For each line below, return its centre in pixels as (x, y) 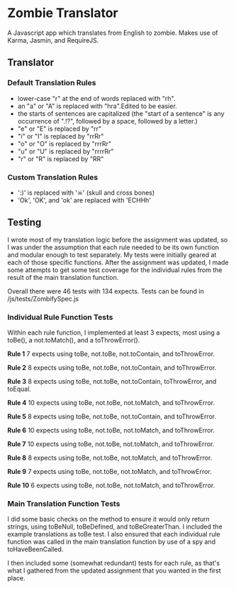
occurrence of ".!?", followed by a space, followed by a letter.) (108, 121)
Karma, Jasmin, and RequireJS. (53, 40)
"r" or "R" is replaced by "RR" (61, 158)
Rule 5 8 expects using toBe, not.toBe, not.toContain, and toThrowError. (112, 416)
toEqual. (19, 389)
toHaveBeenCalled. (35, 549)
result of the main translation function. (63, 277)
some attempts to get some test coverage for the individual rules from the (115, 270)
